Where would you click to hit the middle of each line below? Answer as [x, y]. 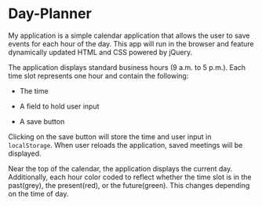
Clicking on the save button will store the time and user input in [110, 136]
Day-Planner [50, 14]
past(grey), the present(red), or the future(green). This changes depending [129, 185]
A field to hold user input [59, 106]
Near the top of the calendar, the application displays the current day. [120, 168]
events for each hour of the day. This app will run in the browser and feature [131, 43]
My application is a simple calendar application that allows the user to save [129, 35]
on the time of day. [38, 193]
